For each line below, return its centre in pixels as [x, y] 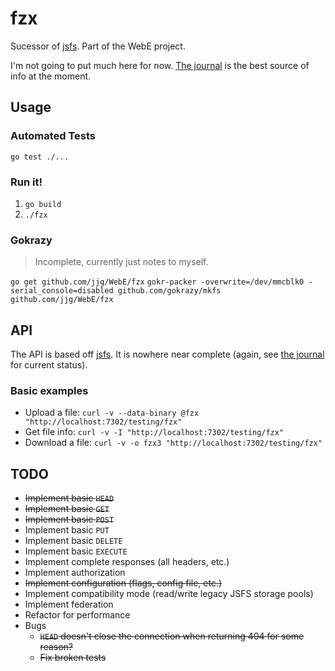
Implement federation [69, 604]
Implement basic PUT [67, 530]
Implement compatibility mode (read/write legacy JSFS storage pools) [169, 594]
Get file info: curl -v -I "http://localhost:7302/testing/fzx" [154, 432]
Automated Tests [53, 136]
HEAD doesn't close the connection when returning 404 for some [172, 636]
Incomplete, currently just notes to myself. [121, 262]
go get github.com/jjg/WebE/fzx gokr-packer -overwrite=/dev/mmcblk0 [157, 282]
